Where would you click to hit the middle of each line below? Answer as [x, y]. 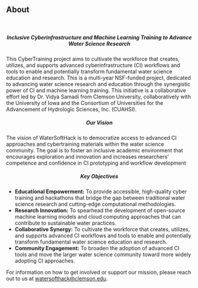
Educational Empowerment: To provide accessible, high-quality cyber [101, 191]
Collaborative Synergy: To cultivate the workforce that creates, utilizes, [102, 229]
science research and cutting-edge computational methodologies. [95, 204]
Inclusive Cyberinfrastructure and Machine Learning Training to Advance [99, 37]
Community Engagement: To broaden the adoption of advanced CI [97, 248]
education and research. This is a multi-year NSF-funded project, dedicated [98, 78]
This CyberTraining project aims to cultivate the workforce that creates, [93, 59]
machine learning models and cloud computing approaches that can [98, 216]
